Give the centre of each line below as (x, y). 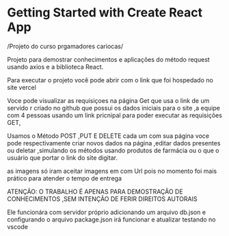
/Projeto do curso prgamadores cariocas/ (65, 46)
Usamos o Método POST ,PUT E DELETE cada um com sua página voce (108, 136)
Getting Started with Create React (105, 13)
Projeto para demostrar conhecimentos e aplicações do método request (108, 59)
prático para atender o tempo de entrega (64, 178)
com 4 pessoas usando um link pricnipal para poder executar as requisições (114, 115)
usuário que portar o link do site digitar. (63, 157)
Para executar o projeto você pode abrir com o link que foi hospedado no (110, 80)
